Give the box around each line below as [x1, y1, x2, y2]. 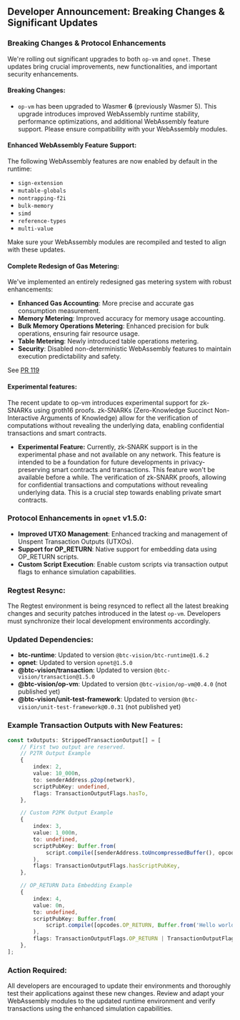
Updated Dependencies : [7, 635, 94, 645]
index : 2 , [33, 764, 62, 771]
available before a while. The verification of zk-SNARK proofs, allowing [17, 473, 226, 481]
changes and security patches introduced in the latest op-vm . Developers [7, 609, 221, 618]
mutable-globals [17, 187, 66, 195]
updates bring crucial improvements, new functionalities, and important [7, 62, 218, 71]
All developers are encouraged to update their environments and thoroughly [7, 981, 231, 990]
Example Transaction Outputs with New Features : [7, 721, 184, 731]
